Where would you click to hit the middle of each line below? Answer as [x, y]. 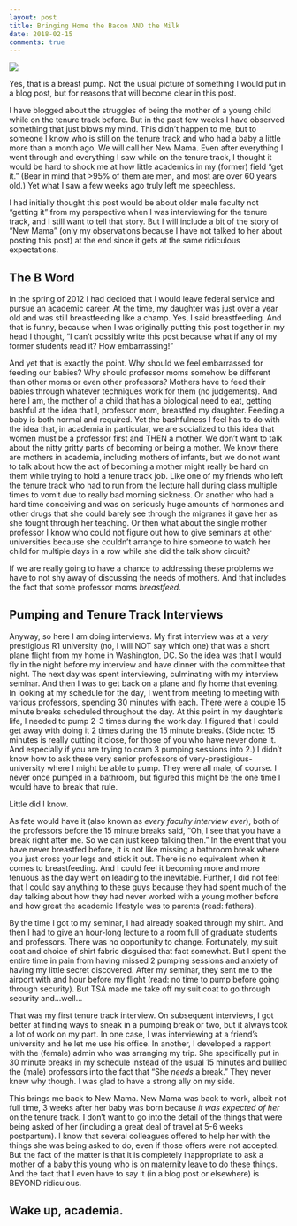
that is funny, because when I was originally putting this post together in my [147, 328]
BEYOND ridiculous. [46, 1183]
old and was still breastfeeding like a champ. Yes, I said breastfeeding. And [145, 318]
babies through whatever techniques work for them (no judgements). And [143, 391]
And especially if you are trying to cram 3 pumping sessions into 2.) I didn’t [146, 749]
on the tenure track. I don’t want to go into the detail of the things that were [146, 1117]
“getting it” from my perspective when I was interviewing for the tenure [138, 212]
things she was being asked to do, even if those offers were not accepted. [144, 1145]
